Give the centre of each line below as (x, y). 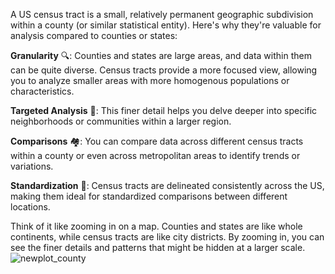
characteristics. (42, 91)
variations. (32, 166)
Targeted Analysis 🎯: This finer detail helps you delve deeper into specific (164, 110)
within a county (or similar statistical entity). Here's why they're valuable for (166, 25)
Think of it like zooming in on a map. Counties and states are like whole (156, 226)
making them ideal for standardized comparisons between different (149, 196)
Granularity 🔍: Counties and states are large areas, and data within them (161, 55)
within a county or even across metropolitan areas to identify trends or (155, 155)
